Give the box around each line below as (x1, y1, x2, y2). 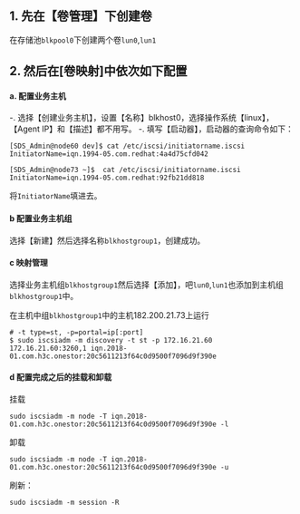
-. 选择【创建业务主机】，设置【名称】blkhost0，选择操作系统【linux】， (9, 112, 275, 123)
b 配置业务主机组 (9, 213, 73, 224)
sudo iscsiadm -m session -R (9, 498, 120, 508)
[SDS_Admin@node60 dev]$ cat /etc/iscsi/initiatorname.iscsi (9, 141, 246, 151)
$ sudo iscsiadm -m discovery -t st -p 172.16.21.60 (9, 335, 213, 344)
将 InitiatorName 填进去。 (9, 190, 102, 201)
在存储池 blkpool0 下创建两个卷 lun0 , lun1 (9, 34, 157, 45)
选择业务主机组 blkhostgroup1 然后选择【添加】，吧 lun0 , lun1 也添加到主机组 (9, 279, 284, 290)
